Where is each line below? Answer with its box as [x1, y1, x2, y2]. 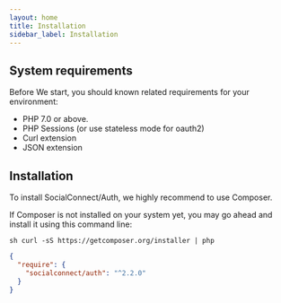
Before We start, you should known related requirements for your [9, 87, 250, 98]
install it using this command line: [9, 219, 133, 229]
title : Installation [9, 22, 87, 30]
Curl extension [22, 133, 77, 143]
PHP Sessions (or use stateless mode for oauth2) [22, 123, 205, 134]
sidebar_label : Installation [9, 30, 119, 39]
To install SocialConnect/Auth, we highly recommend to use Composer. [9, 192, 273, 203]
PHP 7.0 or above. [22, 114, 89, 125]
